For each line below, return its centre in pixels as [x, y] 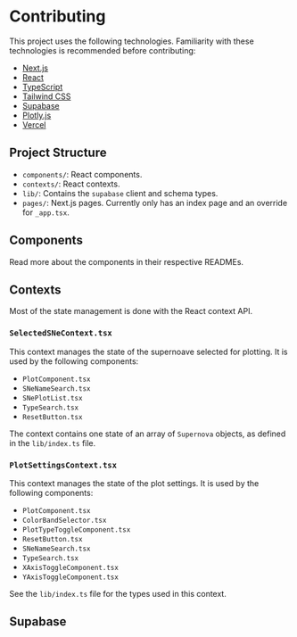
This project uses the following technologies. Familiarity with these [132, 41]
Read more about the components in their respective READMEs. [126, 261]
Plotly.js [37, 115]
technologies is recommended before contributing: [103, 50]
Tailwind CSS [46, 96]
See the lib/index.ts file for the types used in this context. [118, 593]
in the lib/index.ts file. [53, 443]
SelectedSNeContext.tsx [61, 333]
